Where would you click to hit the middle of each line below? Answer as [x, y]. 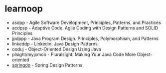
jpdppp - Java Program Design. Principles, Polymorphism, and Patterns [85, 38]
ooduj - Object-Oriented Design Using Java [56, 49]
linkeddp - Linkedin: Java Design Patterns [55, 43]
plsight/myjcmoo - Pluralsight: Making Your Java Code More [74, 54]
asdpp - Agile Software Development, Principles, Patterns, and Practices [86, 22]
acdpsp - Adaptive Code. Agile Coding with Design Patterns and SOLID [85, 27]
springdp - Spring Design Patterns [47, 65]
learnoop [24, 9]
